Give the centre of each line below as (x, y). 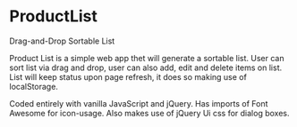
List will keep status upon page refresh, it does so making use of (128, 76)
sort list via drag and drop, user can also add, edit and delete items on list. (146, 67)
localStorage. (34, 86)
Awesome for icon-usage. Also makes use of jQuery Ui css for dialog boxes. (149, 113)
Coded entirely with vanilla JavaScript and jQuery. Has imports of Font (139, 103)
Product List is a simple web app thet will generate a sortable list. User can (147, 58)
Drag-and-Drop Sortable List (62, 41)
